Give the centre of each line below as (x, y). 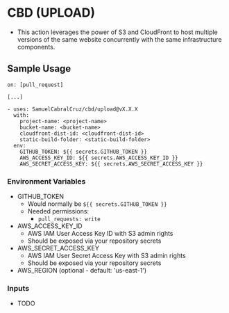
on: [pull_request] (35, 85)
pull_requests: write (69, 219)
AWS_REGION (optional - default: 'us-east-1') (82, 271)
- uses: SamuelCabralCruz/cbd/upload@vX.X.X (73, 109)
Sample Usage (39, 69)
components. (36, 47)
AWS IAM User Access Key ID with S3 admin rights (100, 234)
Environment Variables (46, 181)
